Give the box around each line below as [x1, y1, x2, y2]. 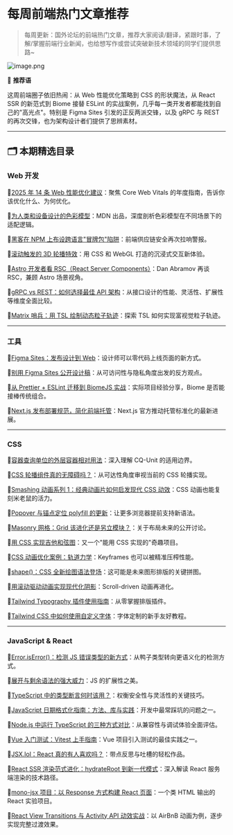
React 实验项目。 [7, 796, 56, 805]
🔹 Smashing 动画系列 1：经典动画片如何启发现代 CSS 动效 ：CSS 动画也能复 [7, 486, 221, 494]
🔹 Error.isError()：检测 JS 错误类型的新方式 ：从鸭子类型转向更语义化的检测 [7, 653, 219, 661]
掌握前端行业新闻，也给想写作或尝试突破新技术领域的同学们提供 [32, 39, 215, 47]
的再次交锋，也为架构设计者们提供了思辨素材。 [7, 116, 141, 125]
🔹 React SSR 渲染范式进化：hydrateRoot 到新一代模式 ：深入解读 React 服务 [7, 764, 221, 773]
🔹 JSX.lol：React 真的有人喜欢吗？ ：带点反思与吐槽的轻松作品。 [7, 750, 189, 758]
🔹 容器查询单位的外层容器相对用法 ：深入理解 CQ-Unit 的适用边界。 [7, 456, 196, 464]
